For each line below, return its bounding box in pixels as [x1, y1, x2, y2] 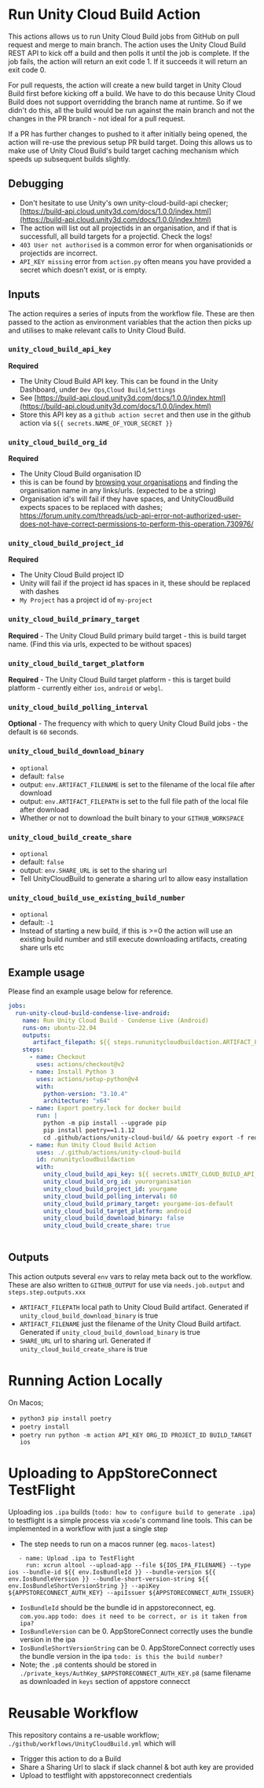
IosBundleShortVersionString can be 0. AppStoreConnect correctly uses [19, 1643, 255, 1652]
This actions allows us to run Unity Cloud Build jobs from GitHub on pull [8, 32, 240, 41]
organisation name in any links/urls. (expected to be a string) [19, 486, 216, 496]
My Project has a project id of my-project [19, 595, 153, 604]
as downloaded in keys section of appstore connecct [19, 1676, 191, 1686]
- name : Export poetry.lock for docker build [28, 1105, 181, 1113]
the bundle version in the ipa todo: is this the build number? [19, 1651, 223, 1660]
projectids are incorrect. [19, 248, 98, 258]
